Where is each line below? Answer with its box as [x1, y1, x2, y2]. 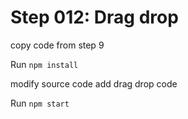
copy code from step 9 [10, 39, 105, 51]
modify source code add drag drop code [10, 77, 178, 90]
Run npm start [10, 97, 70, 109]
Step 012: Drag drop [10, 6, 179, 29]
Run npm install [10, 58, 79, 70]
